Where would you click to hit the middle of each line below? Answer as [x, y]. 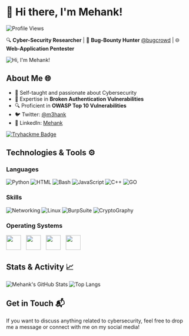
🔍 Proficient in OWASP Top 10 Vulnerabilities [70, 105]
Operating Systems [34, 225]
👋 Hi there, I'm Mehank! [64, 12]
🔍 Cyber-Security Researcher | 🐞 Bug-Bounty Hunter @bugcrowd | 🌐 [93, 40]
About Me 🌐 [29, 79]
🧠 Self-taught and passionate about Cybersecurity [76, 92]
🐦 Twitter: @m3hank [40, 114]
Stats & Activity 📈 [40, 267]
